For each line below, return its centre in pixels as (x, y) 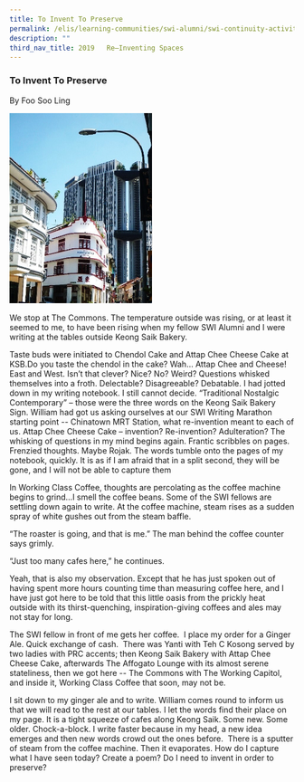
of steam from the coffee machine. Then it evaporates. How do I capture (144, 748)
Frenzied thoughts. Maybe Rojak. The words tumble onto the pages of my (146, 450)
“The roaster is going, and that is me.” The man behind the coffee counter (147, 533)
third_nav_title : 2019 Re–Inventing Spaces (96, 48)
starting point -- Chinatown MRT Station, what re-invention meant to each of (152, 422)
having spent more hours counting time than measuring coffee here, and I (147, 587)
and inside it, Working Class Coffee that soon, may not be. (118, 682)
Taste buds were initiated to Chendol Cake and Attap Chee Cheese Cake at (149, 354)
